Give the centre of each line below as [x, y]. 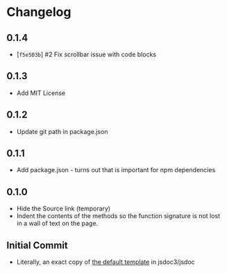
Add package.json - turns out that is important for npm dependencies [116, 170]
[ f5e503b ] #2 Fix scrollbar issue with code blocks [86, 54]
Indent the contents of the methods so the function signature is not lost [118, 216]
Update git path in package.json [62, 131]
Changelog [39, 12]
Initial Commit [37, 245]
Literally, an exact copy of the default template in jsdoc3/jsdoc [106, 262]
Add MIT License [41, 93]
